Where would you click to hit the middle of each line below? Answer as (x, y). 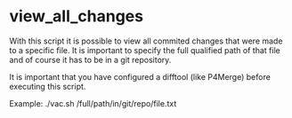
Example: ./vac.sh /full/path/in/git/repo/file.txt (93, 103)
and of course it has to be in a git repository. (90, 59)
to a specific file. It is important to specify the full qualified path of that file (145, 50)
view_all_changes (77, 16)
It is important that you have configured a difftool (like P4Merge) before (140, 76)
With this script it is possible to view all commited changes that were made (146, 41)
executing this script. (48, 86)
